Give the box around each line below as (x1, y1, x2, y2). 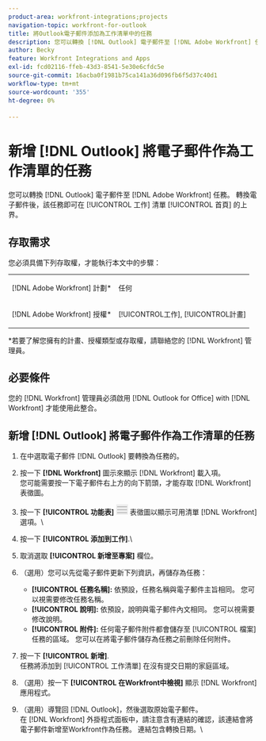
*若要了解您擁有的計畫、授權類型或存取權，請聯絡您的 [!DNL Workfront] (8, 336, 243, 345)
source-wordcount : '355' (8, 88, 90, 96)
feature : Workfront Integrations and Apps (8, 55, 150, 63)
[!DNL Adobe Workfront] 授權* (11, 309, 112, 319)
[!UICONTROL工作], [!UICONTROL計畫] (118, 309, 247, 319)
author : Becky (8, 46, 55, 55)
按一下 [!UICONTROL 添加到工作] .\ (19, 534, 133, 543)
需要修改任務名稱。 (45, 595, 108, 605)
